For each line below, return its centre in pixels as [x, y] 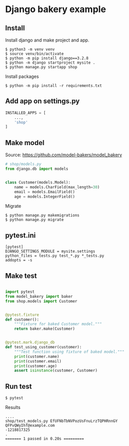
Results [13, 408]
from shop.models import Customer [41, 301]
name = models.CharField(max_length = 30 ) [57, 187]
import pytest [20, 292]
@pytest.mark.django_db [30, 342]
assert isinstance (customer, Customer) [56, 371]
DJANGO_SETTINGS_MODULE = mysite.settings [50, 251]
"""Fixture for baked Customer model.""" [58, 324]
